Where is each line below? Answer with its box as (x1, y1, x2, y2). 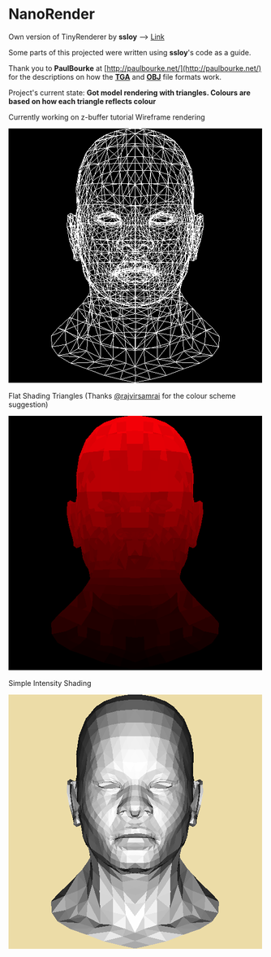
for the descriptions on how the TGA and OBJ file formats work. (8, 72, 222, 81)
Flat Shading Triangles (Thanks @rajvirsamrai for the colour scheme (8, 391, 236, 400)
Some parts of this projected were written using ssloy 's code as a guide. (8, 47, 252, 57)
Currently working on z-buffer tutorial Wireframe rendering (8, 111, 205, 122)
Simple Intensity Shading (8, 678, 92, 688)
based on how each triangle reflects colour (8, 96, 157, 106)
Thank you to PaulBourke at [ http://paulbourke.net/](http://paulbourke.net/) (8, 63, 262, 73)
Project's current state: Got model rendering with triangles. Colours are (8, 87, 251, 98)
